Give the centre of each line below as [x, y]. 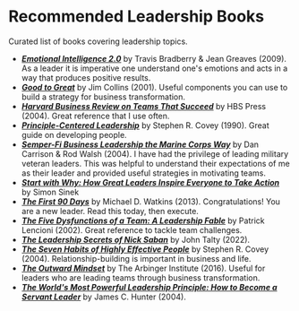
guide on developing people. [74, 134]
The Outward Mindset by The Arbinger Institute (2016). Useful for [143, 268]
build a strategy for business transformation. [103, 97]
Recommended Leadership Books [137, 17]
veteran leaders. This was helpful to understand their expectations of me [155, 163]
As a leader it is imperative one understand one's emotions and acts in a [154, 68]
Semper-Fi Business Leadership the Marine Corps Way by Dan [140, 144]
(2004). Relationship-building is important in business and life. [136, 258]
